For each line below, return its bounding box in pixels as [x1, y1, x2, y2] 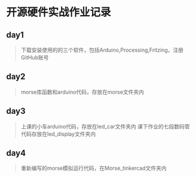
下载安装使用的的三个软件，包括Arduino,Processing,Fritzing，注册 [20, 46, 184, 53]
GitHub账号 [20, 54, 49, 61]
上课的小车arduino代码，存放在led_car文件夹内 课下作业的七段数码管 [20, 122, 190, 130]
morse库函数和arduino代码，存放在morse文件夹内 [20, 88, 145, 95]
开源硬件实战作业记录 [6, 5, 112, 19]
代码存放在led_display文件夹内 [20, 130, 96, 137]
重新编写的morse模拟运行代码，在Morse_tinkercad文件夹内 [20, 164, 167, 172]
